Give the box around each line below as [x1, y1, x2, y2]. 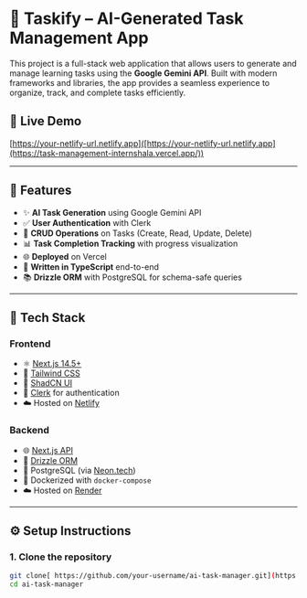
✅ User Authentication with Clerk [22, 217, 152, 228]
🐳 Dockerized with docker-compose [22, 475, 152, 486]
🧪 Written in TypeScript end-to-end [22, 261, 160, 272]
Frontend [9, 337, 51, 350]
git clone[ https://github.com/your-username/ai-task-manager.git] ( [9, 571, 276, 581]
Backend [9, 424, 50, 437]
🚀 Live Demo [9, 113, 82, 129]
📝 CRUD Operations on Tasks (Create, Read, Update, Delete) [22, 228, 253, 239]
